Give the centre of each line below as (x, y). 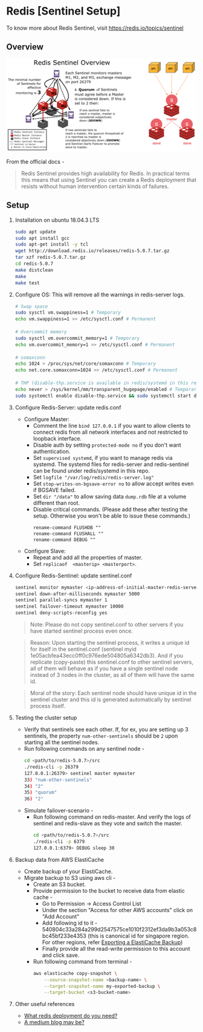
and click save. (61, 955)
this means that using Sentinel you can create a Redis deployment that (109, 179)
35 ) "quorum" (40, 793)
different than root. (56, 503)
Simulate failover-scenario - (59, 811)
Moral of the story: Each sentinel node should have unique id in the (113, 693)
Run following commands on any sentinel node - (84, 749)
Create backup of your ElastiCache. (68, 871)
